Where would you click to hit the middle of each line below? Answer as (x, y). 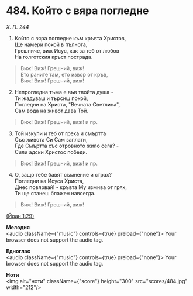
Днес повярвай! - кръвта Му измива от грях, (70, 187)
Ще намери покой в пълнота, (51, 44)
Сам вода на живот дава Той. (51, 111)
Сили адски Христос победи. (51, 152)
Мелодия (18, 227)
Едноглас (18, 251)
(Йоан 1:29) (20, 216)
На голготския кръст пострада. (54, 57)
